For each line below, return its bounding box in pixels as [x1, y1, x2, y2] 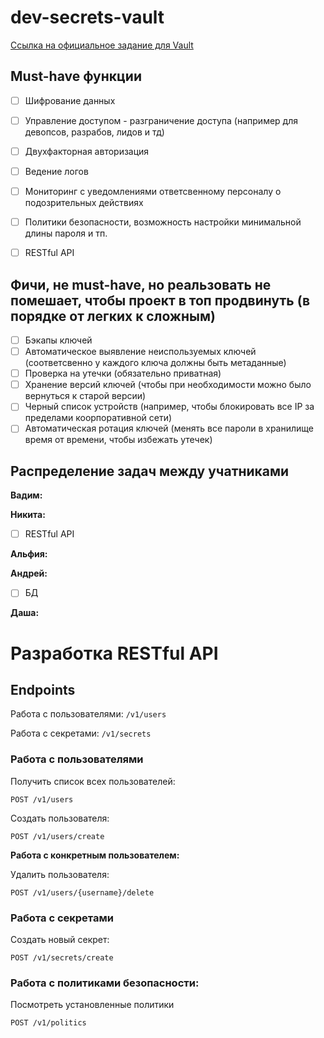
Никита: [10, 509, 46, 521]
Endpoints [10, 681, 76, 698]
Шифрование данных [24, 94, 116, 106]
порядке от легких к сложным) [10, 307, 216, 325]
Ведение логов [24, 165, 89, 177]
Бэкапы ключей [24, 334, 93, 346]
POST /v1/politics [10, 1018, 87, 1028]
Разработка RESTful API [10, 642, 219, 665]
